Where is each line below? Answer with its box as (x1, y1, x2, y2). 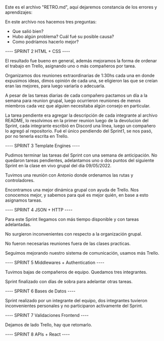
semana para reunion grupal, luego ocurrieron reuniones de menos (5, 98, 141, 104)
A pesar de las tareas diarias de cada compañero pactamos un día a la (5, 93, 148, 98)
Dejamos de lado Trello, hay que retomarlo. (5, 322, 92, 328)
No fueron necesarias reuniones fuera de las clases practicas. (5, 240, 131, 246)
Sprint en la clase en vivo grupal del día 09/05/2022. (5, 163, 112, 168)
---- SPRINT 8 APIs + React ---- (5, 331, 70, 337)
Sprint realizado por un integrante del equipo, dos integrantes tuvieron (5, 298, 147, 303)
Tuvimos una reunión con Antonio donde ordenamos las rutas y (5, 172, 134, 178)
